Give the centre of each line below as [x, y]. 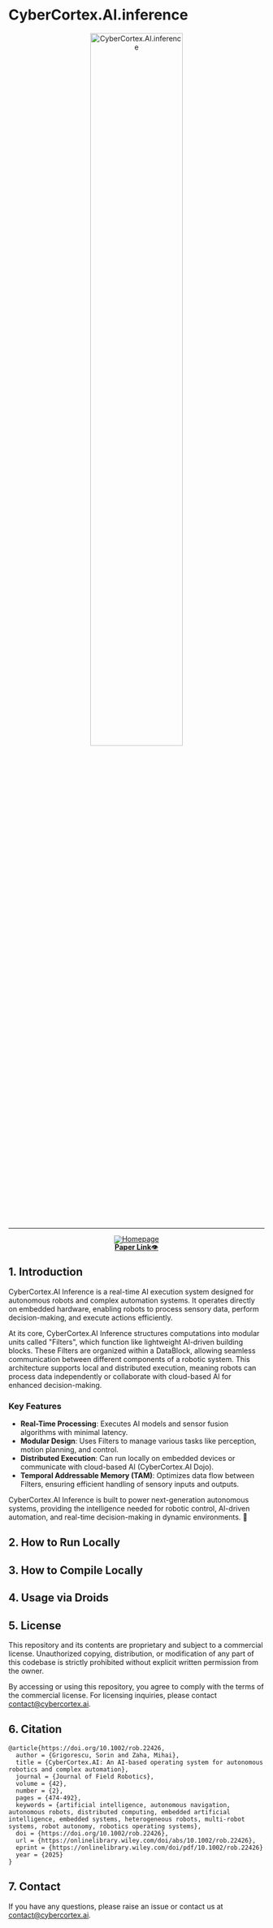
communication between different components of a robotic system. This [129, 1359]
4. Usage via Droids [59, 1598]
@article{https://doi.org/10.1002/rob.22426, [87, 1748]
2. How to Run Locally [64, 1543]
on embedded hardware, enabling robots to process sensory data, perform [134, 1308]
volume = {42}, [41, 1783]
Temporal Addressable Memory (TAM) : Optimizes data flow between [137, 1476]
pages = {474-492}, [49, 1798]
